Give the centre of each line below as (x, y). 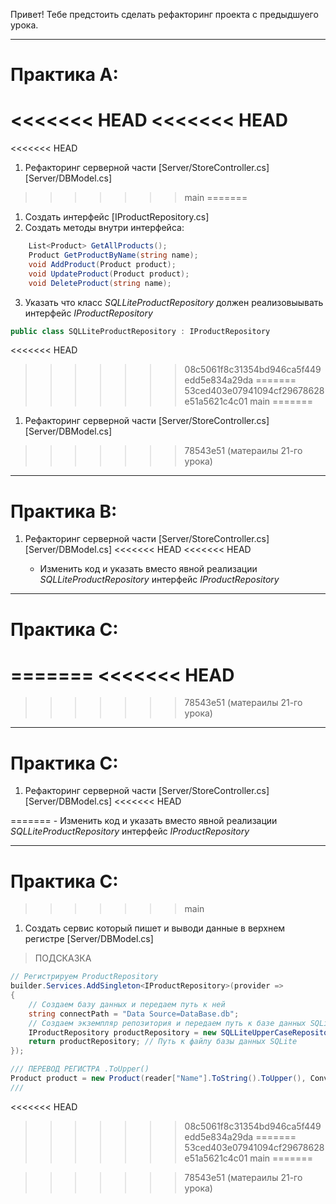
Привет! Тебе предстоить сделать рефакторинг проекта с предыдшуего (164, 14)
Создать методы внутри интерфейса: (104, 228)
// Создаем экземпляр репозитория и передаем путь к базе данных (167, 1023)
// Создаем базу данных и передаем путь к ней (127, 1004)
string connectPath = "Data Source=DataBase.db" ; (134, 1014)
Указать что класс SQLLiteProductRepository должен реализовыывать (174, 302)
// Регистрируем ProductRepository (84, 977)
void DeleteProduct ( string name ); (100, 283)
